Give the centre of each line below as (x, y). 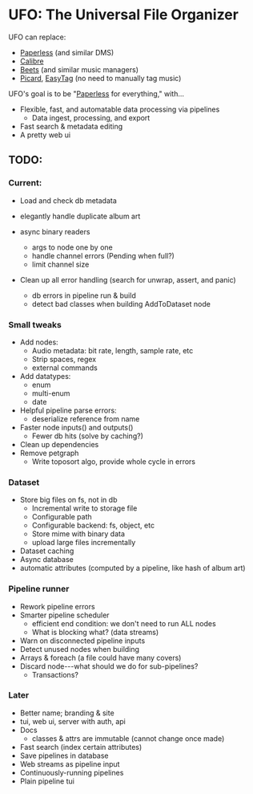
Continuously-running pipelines (72, 772)
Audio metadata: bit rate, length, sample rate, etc (112, 350)
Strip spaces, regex (64, 359)
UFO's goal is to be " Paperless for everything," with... (96, 93)
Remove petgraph (49, 453)
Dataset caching (47, 551)
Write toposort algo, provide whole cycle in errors (114, 461)
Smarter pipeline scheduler (64, 615)
